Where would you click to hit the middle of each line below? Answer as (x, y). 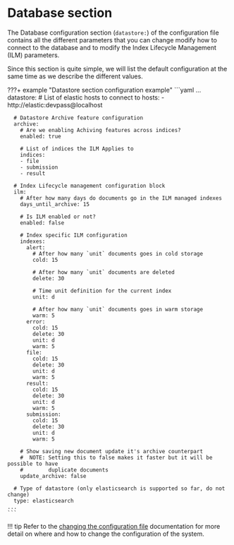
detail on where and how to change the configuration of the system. (106, 534)
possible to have (33, 464)
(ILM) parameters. (33, 55)
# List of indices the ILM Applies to (77, 149)
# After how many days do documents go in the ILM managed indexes (121, 198)
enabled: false (42, 223)
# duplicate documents (64, 470)
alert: (36, 247)
